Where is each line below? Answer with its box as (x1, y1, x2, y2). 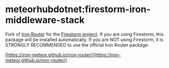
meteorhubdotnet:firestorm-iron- (5, 4, 151, 15)
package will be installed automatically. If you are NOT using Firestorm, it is (5, 37, 163, 43)
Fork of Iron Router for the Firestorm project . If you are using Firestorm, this (5, 31, 164, 37)
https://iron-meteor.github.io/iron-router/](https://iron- (7, 52, 121, 58)
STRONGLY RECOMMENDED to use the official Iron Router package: (5, 42, 149, 48)
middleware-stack (5, 14, 85, 26)
